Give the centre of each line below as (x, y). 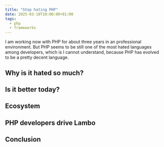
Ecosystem (23, 106)
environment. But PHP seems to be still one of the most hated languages (78, 47)
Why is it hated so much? (44, 73)
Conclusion (23, 139)
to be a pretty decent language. (37, 57)
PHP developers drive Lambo (50, 123)
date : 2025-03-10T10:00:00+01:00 (39, 14)
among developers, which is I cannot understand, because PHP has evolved (82, 52)
